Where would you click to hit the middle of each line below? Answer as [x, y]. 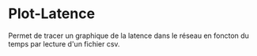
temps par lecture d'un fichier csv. [64, 43]
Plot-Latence [52, 14]
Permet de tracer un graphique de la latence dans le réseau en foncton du [128, 35]
